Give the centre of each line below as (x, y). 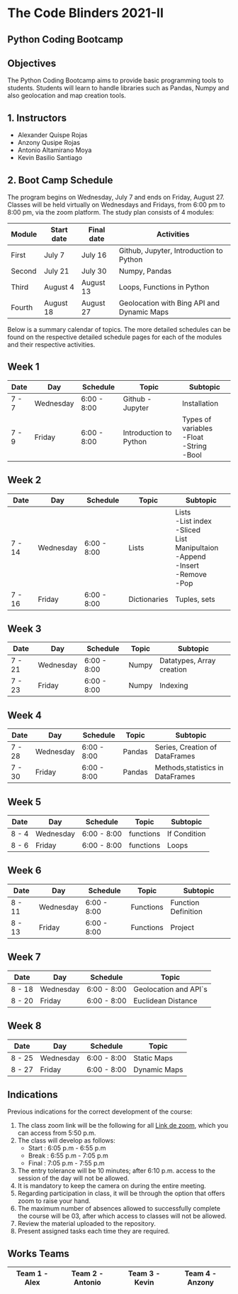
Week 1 (23, 367)
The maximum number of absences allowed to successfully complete (119, 1209)
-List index (194, 521)
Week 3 (24, 629)
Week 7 (24, 957)
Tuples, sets (195, 599)
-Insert (187, 565)
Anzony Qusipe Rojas (49, 143)
